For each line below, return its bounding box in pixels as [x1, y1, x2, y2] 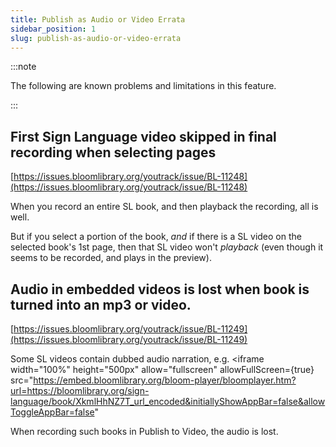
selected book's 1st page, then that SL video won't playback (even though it [10, 241, 324, 253]
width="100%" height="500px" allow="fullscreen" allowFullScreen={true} [10, 364, 315, 375]
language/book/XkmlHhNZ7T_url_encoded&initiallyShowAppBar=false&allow [10, 396, 326, 407]
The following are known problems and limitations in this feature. [10, 80, 277, 92]
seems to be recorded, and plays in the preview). [10, 252, 212, 264]
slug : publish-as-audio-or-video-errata [10, 33, 182, 43]
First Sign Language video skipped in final [10, 128, 277, 145]
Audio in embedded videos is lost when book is [10, 281, 310, 298]
